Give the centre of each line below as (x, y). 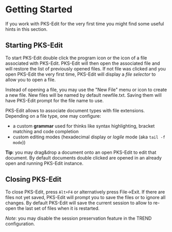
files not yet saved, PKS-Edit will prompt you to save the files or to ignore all (85, 197)
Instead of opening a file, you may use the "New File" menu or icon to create (86, 90)
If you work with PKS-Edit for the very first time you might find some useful (85, 24)
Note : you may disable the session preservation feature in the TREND (79, 218)
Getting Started (39, 10)
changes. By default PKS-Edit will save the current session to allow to (79, 203)
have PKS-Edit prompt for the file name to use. (55, 100)
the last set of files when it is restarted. (59, 208)
